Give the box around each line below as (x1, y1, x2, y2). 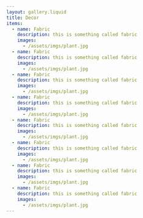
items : (6, 20, 23, 26)
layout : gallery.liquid (6, 9, 67, 15)
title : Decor (6, 15, 40, 21)
